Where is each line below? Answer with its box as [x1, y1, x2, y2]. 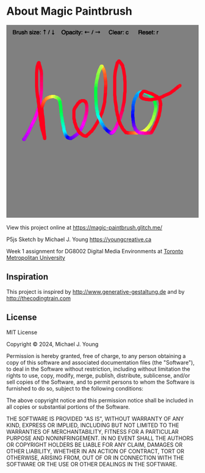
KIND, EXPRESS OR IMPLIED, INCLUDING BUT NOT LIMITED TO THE [6, 421, 179, 429]
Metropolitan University [6, 254, 65, 261]
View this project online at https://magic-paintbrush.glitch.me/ [6, 223, 163, 231]
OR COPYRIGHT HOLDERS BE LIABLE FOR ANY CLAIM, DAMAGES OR [6, 441, 183, 448]
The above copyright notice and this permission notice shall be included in [6, 397, 193, 404]
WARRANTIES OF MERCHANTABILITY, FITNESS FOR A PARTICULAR [6, 428, 179, 435]
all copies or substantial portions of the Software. [6, 403, 130, 411]
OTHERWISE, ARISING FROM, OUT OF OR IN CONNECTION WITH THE [6, 454, 184, 461]
